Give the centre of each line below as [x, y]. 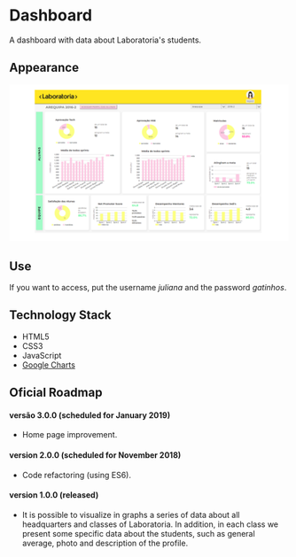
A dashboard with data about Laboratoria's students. [105, 40]
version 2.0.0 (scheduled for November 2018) [95, 455]
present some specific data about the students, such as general [138, 533]
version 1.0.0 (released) [54, 495]
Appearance [44, 68]
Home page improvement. [70, 435]
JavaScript [42, 355]
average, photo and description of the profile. [105, 543]
